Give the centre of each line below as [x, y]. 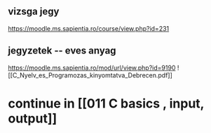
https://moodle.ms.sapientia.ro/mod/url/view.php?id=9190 [92, 68]
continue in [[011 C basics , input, [106, 103]
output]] [33, 118]
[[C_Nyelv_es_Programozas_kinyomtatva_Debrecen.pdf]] [90, 75]
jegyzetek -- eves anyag [62, 51]
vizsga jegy [34, 12]
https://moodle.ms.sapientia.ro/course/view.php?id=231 [89, 28]
